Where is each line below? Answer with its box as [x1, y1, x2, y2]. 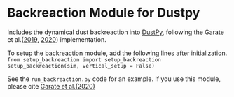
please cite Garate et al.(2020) [7, 82, 96, 90]
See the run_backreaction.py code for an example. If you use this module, [7, 75, 221, 83]
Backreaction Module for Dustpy [7, 5, 200, 21]
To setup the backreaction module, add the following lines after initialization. [7, 49, 228, 57]
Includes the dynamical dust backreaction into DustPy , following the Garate [7, 28, 224, 36]
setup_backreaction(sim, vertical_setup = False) [7, 62, 156, 69]
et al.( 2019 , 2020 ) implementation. [7, 35, 106, 43]
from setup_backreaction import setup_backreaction [7, 56, 161, 64]
